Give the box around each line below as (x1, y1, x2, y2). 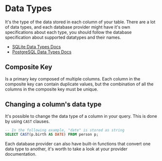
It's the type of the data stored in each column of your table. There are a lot (5, 19, 156, 25)
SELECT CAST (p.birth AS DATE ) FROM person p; (5, 132, 98, 137)
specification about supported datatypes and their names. (5, 34, 121, 40)
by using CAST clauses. (5, 118, 50, 124)
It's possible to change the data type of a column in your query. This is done (5, 113, 158, 119)
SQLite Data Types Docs (12, 44, 61, 49)
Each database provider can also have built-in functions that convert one (5, 141, 151, 147)
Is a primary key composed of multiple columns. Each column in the (5, 76, 141, 81)
